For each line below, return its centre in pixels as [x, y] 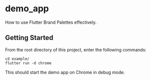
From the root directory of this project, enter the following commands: [76, 49]
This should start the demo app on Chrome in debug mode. [65, 72]
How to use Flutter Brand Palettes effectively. [51, 22]
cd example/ [17, 59]
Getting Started [29, 38]
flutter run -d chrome [28, 63]
